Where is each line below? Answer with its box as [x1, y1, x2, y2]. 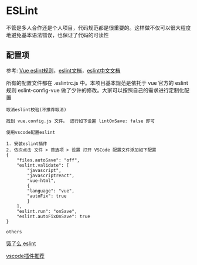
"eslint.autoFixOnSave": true [16, 214, 91, 219]
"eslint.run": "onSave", [16, 208, 77, 214]
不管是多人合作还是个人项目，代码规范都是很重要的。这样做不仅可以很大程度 [6, 24, 191, 31]
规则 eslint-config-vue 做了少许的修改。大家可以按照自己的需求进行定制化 [6, 87, 185, 94]
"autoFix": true [27, 193, 67, 199]
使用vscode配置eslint [6, 129, 56, 135]
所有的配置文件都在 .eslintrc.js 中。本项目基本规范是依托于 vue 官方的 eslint [6, 79, 189, 86]
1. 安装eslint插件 [6, 140, 47, 147]
